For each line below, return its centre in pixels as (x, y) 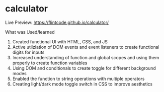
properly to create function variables (50, 63)
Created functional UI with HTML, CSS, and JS (60, 42)
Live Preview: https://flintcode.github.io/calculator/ (57, 22)
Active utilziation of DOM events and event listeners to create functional (86, 47)
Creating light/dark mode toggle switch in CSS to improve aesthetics (82, 84)
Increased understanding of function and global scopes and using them (85, 57)
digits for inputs (28, 52)
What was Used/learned (30, 32)
